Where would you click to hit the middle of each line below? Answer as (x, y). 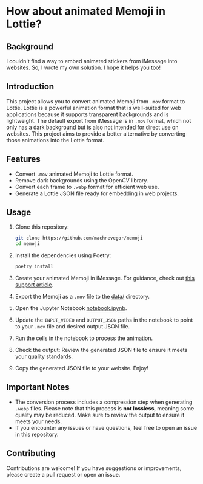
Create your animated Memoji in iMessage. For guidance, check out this (105, 278)
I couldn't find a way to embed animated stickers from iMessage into (92, 61)
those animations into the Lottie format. (55, 140)
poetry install (34, 267)
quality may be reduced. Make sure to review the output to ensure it (100, 415)
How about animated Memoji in (86, 11)
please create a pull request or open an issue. (63, 474)
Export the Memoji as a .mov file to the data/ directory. (82, 297)
